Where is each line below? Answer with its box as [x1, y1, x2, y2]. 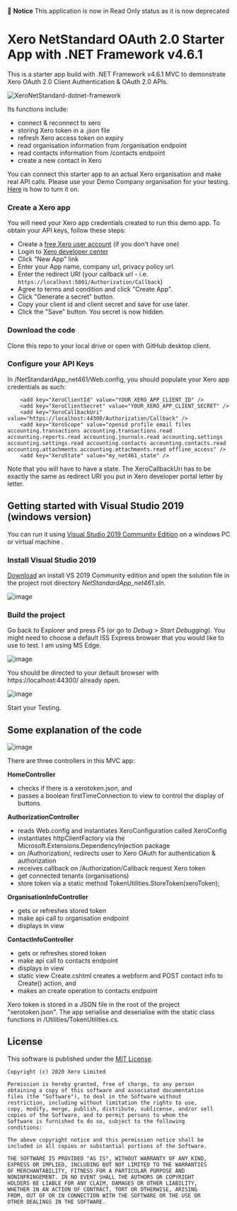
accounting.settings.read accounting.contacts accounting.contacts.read [7, 440, 226, 447]
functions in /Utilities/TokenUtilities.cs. [7, 1016, 120, 1024]
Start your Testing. [7, 704, 62, 712]
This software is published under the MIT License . [7, 1055, 154, 1063]
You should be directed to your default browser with [7, 669, 159, 677]
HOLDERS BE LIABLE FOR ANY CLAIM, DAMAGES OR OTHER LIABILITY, [7, 1179, 198, 1187]
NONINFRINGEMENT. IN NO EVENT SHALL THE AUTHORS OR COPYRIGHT [7, 1173, 195, 1181]
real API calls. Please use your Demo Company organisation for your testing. [7, 177, 230, 185]
